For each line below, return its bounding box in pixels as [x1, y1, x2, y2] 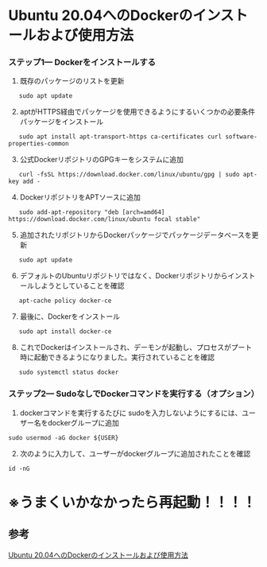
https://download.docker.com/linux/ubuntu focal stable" [8, 216, 201, 223]
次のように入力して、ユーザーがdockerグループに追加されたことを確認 [19, 449, 251, 458]
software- [225, 133, 258, 141]
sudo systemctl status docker [18, 368, 119, 377]
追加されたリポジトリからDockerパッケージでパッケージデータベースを [19, 231, 252, 240]
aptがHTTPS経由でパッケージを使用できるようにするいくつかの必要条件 [19, 107, 256, 117]
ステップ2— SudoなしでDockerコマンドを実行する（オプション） [8, 388, 260, 399]
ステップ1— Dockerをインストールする [8, 56, 157, 68]
